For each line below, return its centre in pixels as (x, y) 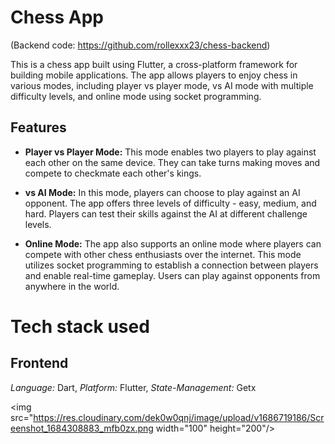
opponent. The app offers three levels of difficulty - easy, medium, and (170, 203)
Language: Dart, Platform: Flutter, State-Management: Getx (133, 387)
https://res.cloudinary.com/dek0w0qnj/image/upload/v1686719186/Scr (179, 417)
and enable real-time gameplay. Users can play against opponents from (172, 275)
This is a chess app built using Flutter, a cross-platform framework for (154, 64)
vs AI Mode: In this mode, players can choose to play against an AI (162, 192)
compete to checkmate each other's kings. (113, 173)
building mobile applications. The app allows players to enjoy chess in (154, 75)
